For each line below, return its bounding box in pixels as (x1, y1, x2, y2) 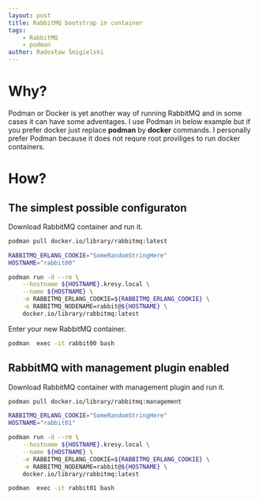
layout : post (8, 11, 51, 20)
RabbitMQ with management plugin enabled (8, 361, 230, 375)
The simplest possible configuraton (8, 201, 187, 214)
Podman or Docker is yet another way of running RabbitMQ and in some (8, 108, 242, 118)
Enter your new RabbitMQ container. (8, 324, 126, 333)
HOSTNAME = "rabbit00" (8, 258, 77, 267)
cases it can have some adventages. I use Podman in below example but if (8, 116, 251, 126)
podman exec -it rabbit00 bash (8, 339, 114, 348)
